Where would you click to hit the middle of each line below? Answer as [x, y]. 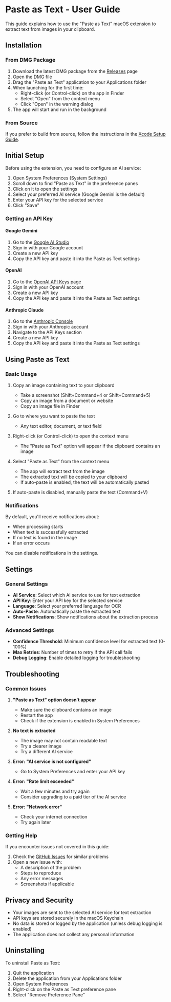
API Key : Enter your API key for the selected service [68, 600]
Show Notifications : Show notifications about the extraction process [85, 617]
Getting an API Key [29, 218]
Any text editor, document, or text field [61, 426]
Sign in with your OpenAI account [48, 287]
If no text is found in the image [45, 538]
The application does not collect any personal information [73, 935]
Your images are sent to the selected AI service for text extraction [82, 913]
